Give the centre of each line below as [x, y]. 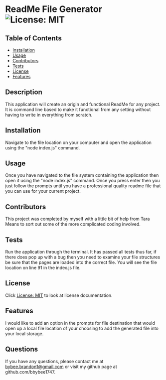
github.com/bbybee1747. [30, 372]
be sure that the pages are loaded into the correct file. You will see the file [81, 262]
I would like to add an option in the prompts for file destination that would [80, 323]
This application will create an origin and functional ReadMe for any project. [83, 104]
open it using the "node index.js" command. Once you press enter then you [83, 181]
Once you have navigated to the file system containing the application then [82, 175]
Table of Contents [34, 38]
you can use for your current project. [43, 191]
